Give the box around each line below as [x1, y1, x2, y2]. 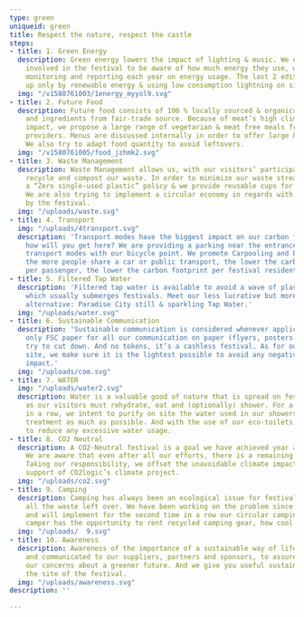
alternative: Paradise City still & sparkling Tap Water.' [25, 300, 253, 309]
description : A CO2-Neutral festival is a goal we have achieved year [17, 443, 290, 452]
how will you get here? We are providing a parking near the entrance [25, 241, 298, 250]
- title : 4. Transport [9, 215, 95, 225]
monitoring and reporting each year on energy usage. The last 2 [25, 72, 278, 82]
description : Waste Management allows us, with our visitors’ [17, 165, 257, 174]
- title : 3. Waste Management [9, 156, 124, 166]
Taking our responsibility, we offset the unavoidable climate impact [25, 459, 298, 469]
